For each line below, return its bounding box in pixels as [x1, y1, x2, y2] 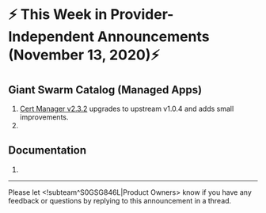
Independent [8, 28, 95, 46]
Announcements [97, 28, 210, 46]
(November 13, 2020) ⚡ [8, 46, 160, 64]
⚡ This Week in [8, 6, 108, 24]
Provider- [110, 6, 174, 24]
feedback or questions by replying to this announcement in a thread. [8, 196, 232, 205]
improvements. [19, 112, 69, 122]
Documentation [8, 143, 87, 158]
